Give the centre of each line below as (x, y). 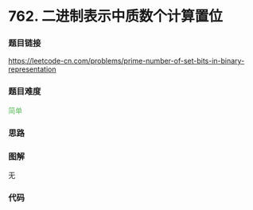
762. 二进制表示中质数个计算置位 (115, 16)
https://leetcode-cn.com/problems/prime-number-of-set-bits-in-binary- (127, 61)
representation (32, 69)
